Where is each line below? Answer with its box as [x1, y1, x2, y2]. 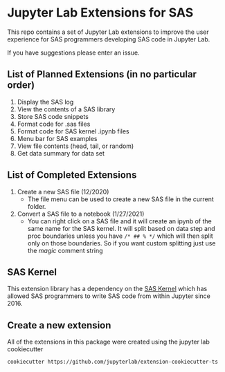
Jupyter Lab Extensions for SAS [7, 5, 194, 21]
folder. [27, 202, 46, 210]
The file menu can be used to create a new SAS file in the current [27, 195, 215, 203]
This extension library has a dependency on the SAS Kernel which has [7, 285, 208, 293]
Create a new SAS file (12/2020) [17, 187, 109, 196]
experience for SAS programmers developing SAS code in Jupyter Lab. [7, 35, 210, 43]
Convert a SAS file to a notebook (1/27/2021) [17, 210, 145, 218]
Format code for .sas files [17, 120, 91, 128]
